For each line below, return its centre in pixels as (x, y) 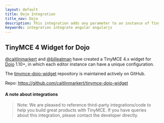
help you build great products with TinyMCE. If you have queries (82, 110)
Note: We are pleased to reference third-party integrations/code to (84, 105)
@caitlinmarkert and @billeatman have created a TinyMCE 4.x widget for (78, 59)
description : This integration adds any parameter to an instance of (77, 23)
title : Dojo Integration (30, 14)
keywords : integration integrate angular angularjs (59, 28)
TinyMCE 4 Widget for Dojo (48, 47)
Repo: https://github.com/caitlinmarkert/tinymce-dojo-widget (67, 83)
